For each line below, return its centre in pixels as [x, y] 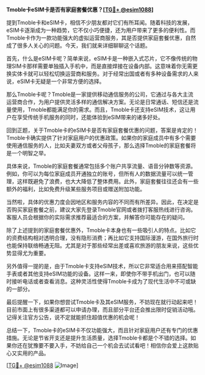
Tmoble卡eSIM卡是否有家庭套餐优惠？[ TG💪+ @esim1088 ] [80, 9]
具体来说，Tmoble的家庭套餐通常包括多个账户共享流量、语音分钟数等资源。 [101, 166]
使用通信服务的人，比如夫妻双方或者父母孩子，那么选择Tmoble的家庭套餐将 [101, 145]
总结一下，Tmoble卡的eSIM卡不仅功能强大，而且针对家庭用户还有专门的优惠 [102, 330]
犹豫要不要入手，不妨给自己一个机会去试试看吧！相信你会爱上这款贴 [113, 345]
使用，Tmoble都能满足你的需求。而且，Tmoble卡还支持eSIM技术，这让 [101, 110]
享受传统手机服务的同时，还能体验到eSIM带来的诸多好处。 [90, 117]
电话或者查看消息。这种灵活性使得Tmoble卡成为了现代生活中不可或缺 [109, 281]
